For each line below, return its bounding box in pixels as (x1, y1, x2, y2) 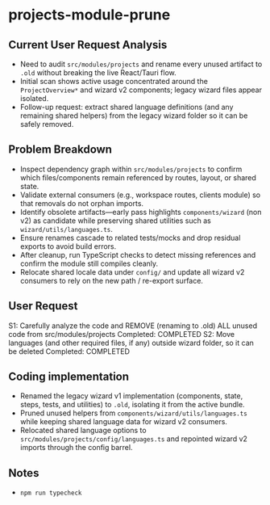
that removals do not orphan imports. (19, 198, 143, 208)
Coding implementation (8, 370, 130, 384)
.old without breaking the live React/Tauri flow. (19, 68, 177, 78)
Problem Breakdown (8, 143, 113, 157)
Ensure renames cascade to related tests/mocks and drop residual (19, 233, 241, 242)
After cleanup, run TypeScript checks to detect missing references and (19, 250, 256, 259)
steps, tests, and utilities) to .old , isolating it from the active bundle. (19, 400, 245, 410)
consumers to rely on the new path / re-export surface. (19, 276, 204, 285)
